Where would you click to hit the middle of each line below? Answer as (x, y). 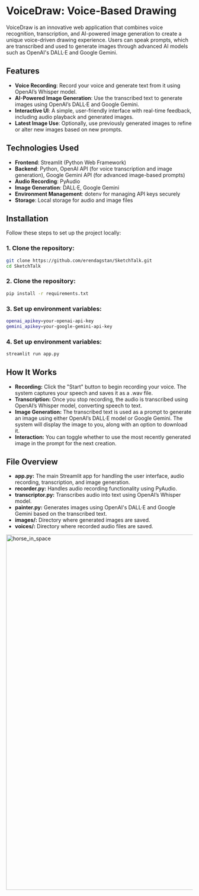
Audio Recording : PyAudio (47, 181)
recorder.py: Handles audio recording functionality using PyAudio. (96, 489)
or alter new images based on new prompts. (68, 129)
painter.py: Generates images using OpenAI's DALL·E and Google (95, 508)
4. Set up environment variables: (54, 342)
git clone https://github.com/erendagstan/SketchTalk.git (79, 261)
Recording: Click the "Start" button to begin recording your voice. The (100, 387)
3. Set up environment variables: (54, 309)
